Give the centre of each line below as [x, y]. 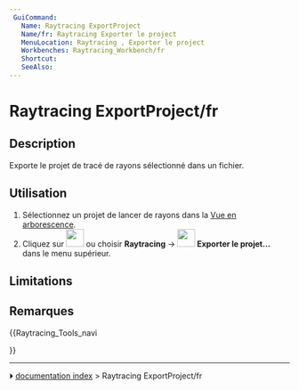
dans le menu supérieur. [66, 253]
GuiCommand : [35, 17]
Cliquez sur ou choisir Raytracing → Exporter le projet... [146, 244]
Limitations [41, 281]
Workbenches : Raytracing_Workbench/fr [93, 51]
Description [42, 144]
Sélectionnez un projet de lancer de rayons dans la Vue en [129, 215]
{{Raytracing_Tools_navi [53, 333]
